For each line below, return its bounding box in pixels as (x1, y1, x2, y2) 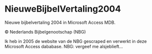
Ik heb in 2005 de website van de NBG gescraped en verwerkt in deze (4, 38, 147, 44)
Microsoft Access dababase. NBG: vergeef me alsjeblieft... (4, 43, 123, 49)
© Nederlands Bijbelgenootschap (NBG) (4, 29, 86, 35)
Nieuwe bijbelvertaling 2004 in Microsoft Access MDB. (4, 19, 116, 25)
